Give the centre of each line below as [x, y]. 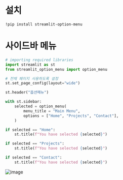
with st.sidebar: [24, 102]
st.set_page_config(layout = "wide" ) [43, 83]
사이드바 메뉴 [31, 46]
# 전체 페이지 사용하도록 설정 [32, 79]
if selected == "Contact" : [34, 158]
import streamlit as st [30, 65]
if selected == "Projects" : [35, 144]
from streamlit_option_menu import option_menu [56, 69]
